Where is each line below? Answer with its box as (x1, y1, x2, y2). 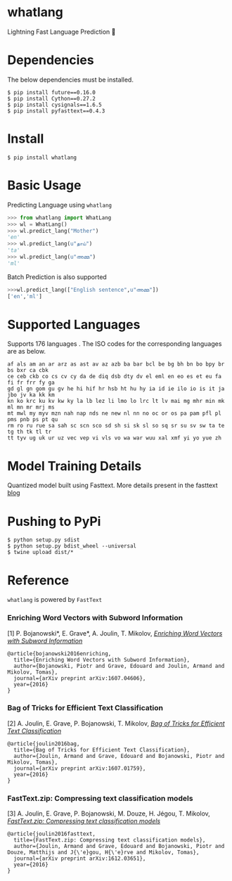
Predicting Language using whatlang (7, 200, 112, 209)
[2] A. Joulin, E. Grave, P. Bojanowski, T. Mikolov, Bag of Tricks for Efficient (7, 719, 225, 728)
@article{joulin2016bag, (7, 740, 80, 747)
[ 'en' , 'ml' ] (7, 292, 42, 300)
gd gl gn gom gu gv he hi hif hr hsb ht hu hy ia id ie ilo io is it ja (7, 385, 225, 392)
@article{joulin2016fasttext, (7, 830, 96, 837)
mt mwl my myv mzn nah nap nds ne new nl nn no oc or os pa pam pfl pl (7, 410, 221, 417)
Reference (7, 572, 69, 588)
